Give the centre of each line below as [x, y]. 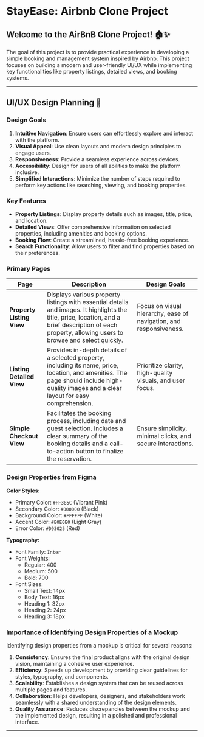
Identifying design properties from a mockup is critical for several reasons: [100, 645]
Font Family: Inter [38, 551]
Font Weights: [32, 558]
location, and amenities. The [87, 373]
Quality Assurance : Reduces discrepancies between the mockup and [102, 709]
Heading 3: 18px [44, 616]
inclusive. [27, 172]
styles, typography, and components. [62, 676]
